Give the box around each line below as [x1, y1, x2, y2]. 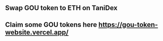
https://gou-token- [98, 20, 158, 29]
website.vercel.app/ [5, 28, 69, 36]
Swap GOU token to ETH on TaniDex [5, 4, 118, 12]
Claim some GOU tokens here [5, 20, 97, 29]
